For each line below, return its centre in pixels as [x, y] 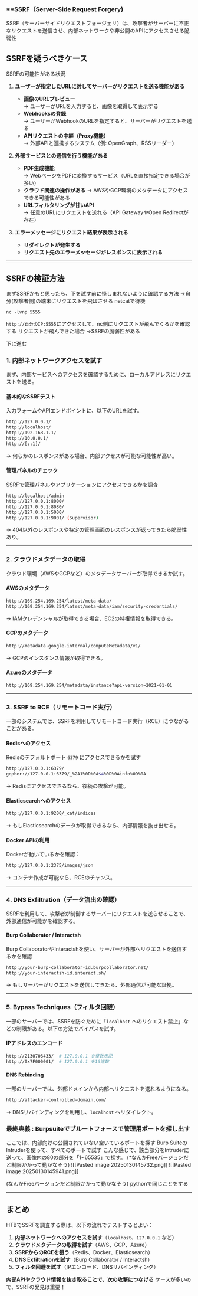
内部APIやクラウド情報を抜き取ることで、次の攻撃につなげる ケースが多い [96, 1279]
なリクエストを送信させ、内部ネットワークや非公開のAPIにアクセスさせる [95, 31]
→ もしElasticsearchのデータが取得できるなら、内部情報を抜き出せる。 [93, 826]
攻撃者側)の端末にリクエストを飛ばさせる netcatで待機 [79, 301]
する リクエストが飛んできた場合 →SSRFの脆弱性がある [73, 331]
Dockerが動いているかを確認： [43, 855]
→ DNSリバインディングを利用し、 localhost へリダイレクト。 [82, 1112]
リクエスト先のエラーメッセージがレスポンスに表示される [93, 253]
